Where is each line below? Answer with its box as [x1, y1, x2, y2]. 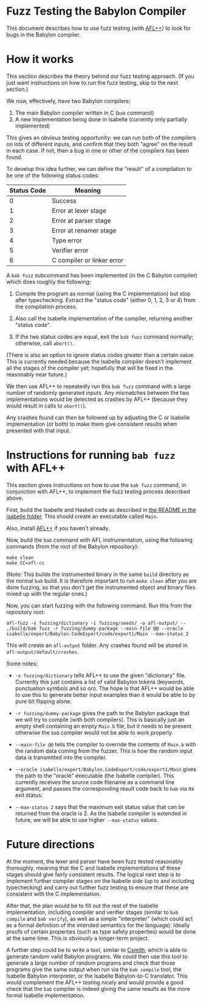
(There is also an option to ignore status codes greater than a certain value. [6, 351, 195, 358]
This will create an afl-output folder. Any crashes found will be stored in [6, 641, 188, 649]
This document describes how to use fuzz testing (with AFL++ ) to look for [6, 24, 191, 32]
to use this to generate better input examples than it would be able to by [15, 691, 196, 698]
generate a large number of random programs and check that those [6, 959, 176, 967]
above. [6, 494, 24, 502]
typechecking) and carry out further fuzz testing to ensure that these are [6, 884, 189, 891]
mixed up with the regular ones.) [6, 590, 88, 597]
